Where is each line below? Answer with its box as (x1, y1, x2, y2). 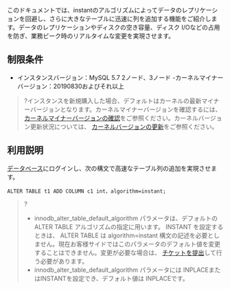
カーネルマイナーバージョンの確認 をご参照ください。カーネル (23, 114, 199, 122)
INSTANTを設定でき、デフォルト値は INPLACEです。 (40, 274, 189, 282)
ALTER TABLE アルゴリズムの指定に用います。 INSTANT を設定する (34, 222, 224, 231)
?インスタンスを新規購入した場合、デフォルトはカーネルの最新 (23, 96, 202, 105)
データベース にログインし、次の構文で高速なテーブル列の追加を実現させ (7, 164, 211, 172)
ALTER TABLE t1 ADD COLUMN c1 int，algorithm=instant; (7, 188, 166, 195)
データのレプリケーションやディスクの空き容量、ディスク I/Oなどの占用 (18, 23, 220, 31)
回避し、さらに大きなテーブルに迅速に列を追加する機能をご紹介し (25, 14, 211, 23)
